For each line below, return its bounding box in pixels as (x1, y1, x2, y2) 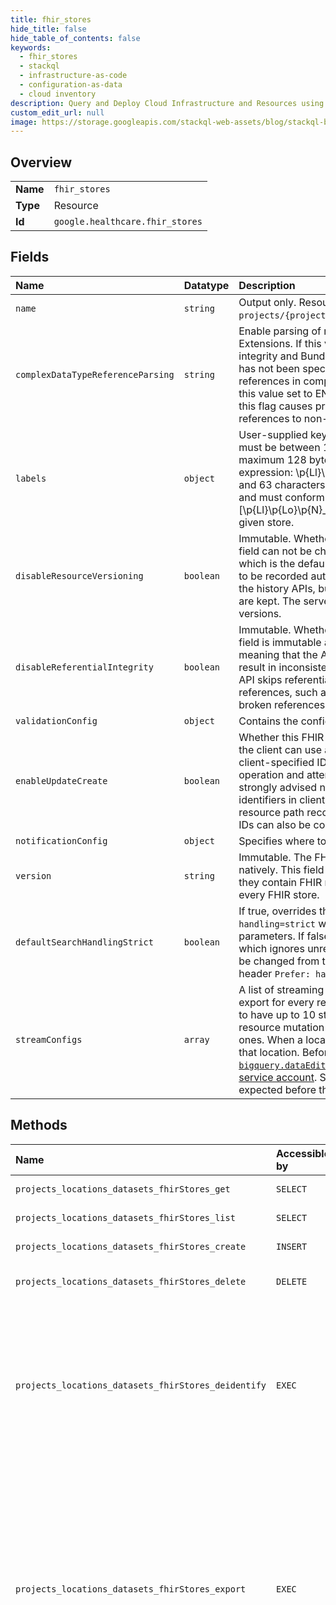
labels (15, 472, 47, 484)
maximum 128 (238, 452, 307, 466)
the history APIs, (238, 581, 316, 595)
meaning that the (238, 647, 318, 661)
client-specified (238, 755, 315, 769)
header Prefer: (238, 966, 311, 980)
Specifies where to (238, 834, 327, 848)
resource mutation (238, 1020, 325, 1034)
